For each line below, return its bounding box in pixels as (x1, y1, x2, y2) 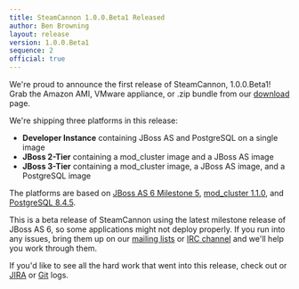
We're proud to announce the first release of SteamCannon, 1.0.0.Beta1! (9, 79, 271, 89)
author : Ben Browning (9, 21, 90, 30)
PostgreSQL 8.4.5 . (9, 197, 77, 208)
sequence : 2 (9, 46, 53, 55)
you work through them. (9, 243, 98, 253)
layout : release (9, 29, 69, 38)
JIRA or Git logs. (9, 269, 69, 280)
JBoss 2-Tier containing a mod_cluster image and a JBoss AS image (21, 152, 274, 161)
